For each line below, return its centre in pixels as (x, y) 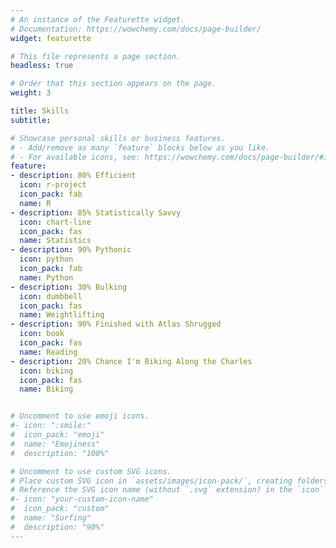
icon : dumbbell (51, 296)
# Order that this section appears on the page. (113, 84)
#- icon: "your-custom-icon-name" (82, 499)
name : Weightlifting (62, 315)
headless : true (42, 66)
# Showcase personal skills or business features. (118, 138)
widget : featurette (51, 38)
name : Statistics (55, 241)
